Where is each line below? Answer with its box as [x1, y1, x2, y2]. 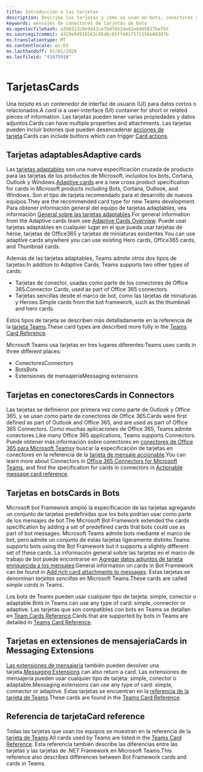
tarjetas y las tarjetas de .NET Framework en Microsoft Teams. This [6, 747, 172, 754]
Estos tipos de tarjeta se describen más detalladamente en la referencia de [6, 317, 193, 324]
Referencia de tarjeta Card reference [6, 711, 145, 722]
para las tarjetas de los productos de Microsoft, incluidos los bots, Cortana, [6, 172, 194, 179]
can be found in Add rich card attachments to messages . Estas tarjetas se [6, 569, 190, 575]
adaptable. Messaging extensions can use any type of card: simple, [6, 681, 173, 688]
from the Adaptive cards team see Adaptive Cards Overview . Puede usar [6, 217, 187, 225]
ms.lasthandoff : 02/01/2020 [6, 48, 77, 54]
